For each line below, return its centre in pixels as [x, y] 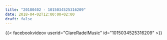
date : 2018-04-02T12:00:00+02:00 [40, 14]
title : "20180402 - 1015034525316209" [45, 10]
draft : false [19, 19]
